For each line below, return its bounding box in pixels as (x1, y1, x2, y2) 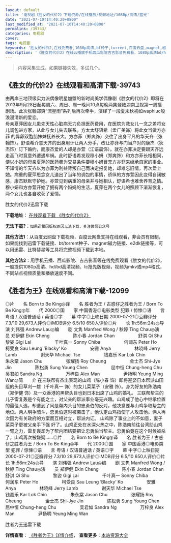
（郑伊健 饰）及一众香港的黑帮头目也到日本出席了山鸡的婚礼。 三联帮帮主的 (5, 390, 164, 396)
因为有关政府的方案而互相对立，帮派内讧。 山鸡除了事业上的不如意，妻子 (9, 415, 163, 421)
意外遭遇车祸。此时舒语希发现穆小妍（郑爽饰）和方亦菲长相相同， (27, 153, 166, 159)
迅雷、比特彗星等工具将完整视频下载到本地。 (14, 247, 108, 253)
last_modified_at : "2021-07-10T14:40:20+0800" (5, 21, 106, 27)
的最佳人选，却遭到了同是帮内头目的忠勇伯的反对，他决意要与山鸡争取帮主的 (5, 403, 166, 409)
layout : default (5, 7, 40, 13)
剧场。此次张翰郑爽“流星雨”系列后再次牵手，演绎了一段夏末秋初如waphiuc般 (5, 108, 165, 114)
